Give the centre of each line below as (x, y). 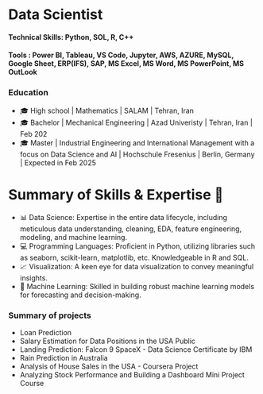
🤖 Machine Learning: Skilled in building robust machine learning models (137, 286)
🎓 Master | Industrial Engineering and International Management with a (137, 143)
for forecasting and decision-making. (80, 295)
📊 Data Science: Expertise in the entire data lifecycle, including (124, 217)
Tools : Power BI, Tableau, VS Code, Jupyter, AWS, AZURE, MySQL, (121, 55)
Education (29, 93)
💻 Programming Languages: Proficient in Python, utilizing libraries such (137, 246)
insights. (33, 278)
